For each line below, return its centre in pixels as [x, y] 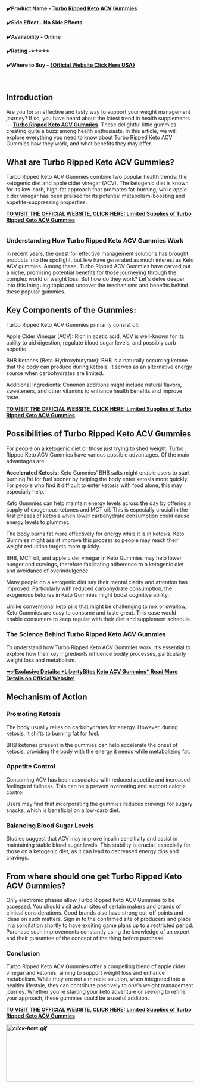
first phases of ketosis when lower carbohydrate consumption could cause [98, 516]
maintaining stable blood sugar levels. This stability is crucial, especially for [99, 845]
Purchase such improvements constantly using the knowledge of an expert [98, 931]
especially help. [25, 491]
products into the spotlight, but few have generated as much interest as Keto [100, 260]
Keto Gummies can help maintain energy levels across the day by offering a [99, 503]
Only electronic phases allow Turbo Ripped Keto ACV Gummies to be [90, 900]
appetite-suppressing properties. [47, 202]
